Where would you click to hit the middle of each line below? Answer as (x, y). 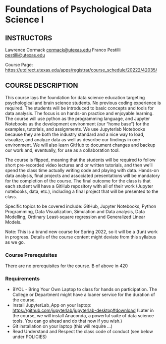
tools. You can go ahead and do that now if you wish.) (67, 321)
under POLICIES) (29, 337)
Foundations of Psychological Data (79, 9)
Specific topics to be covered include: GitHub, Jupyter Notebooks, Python (81, 206)
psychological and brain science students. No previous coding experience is (83, 103)
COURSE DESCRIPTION (42, 86)
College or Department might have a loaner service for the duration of (83, 295)
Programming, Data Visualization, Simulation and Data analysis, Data (75, 211)
